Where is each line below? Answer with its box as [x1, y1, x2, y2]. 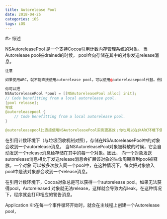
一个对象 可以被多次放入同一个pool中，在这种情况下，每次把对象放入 [13, 162, 155, 168]
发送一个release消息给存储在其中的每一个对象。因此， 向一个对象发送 [9, 150, 153, 156]
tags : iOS [5, 21, 26, 26]
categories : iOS [5, 16, 39, 21]
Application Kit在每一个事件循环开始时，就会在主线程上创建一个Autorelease [5, 202, 160, 208]
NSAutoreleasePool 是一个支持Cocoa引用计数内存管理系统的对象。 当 [5, 46, 148, 52]
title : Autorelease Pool [5, 7, 57, 12]
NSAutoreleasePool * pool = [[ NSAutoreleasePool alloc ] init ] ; [5, 91, 137, 96]
